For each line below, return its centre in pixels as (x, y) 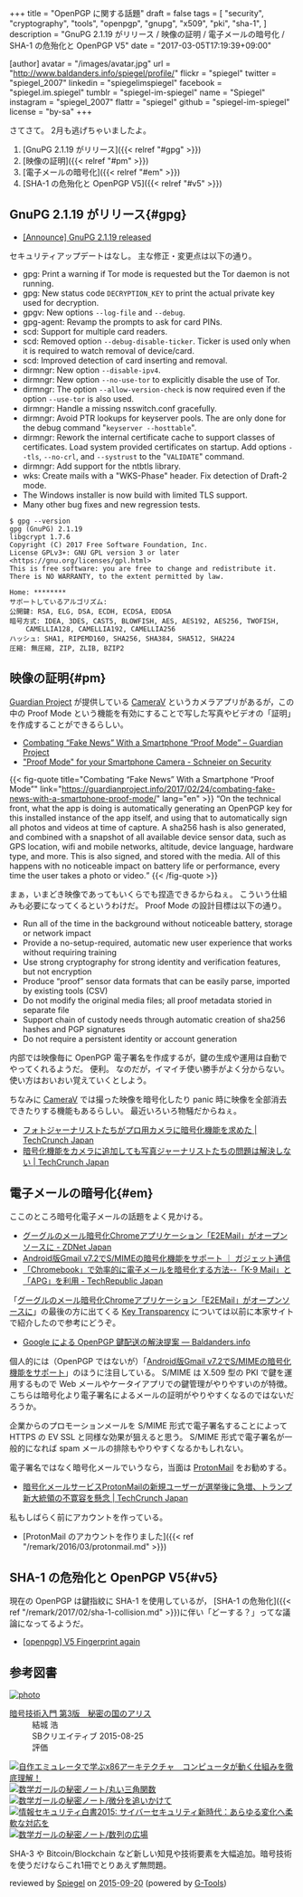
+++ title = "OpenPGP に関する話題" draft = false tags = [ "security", (137, 13)
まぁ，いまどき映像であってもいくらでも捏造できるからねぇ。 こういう (140, 894)
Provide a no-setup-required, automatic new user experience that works (157, 943)
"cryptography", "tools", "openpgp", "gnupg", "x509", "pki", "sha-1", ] (138, 24)
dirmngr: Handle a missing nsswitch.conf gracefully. (119, 408)
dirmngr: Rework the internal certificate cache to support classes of (149, 437)
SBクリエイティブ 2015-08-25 (88, 1736)
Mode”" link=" (36, 789)
